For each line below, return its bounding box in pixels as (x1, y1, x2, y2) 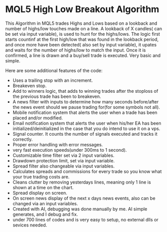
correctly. (12, 136, 33, 142)
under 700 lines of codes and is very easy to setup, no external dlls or (12, 216, 158, 222)
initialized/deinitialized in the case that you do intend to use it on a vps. (12, 125, 160, 132)
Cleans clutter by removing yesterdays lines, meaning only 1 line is (12, 179, 151, 185)
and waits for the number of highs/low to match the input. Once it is (5, 47, 146, 53)
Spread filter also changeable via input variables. (12, 163, 115, 169)
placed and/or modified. (12, 114, 63, 121)
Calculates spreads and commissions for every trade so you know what (12, 168, 162, 175)
